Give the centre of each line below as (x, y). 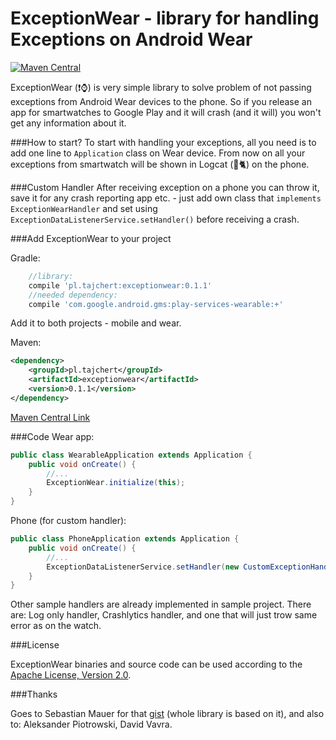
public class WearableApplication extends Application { (131, 455)
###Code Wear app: (52, 436)
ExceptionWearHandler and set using (84, 208)
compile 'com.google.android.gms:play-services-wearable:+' (156, 304)
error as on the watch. (56, 626)
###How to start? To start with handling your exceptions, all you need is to (163, 142)
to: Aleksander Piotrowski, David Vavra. (91, 724)
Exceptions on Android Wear (131, 39)
